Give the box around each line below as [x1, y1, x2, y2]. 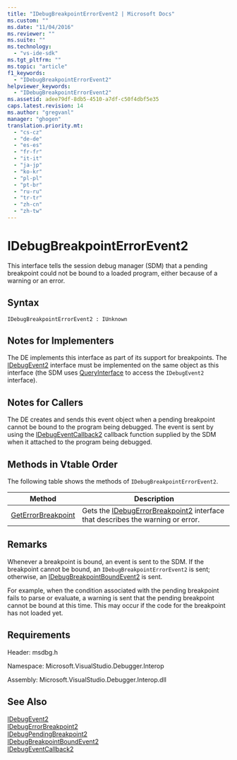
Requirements [7, 629, 71, 641]
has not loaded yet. [7, 609, 63, 617]
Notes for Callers [7, 397, 83, 409]
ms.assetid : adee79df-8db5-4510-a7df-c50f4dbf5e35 [7, 96, 159, 103]
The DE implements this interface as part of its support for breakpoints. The [7, 353, 227, 362]
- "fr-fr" [13, 148, 42, 156]
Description [133, 494, 174, 504]
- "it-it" [13, 155, 42, 163]
